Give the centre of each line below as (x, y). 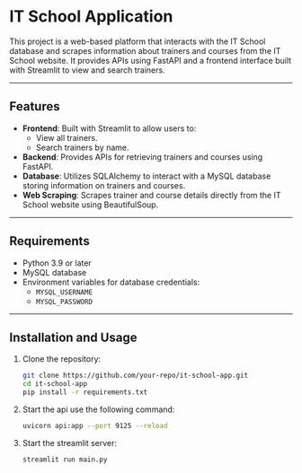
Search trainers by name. (82, 147)
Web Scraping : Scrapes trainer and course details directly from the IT (151, 195)
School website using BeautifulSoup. (90, 205)
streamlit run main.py (65, 460)
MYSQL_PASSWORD (64, 302)
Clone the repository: (62, 359)
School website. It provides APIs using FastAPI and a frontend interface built (151, 60)
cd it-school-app (55, 384)
